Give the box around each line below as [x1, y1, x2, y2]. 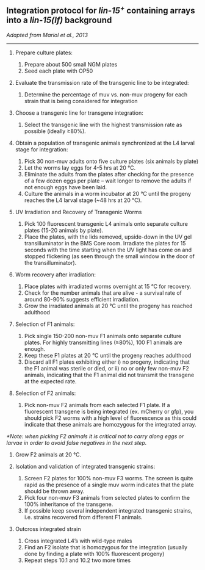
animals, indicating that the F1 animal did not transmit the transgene [24, 371, 195, 378]
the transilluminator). [24, 259, 77, 266]
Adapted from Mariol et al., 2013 [6, 31, 88, 38]
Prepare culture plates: [15, 49, 73, 56]
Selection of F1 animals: [15, 320, 75, 328]
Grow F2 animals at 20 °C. [15, 450, 82, 458]
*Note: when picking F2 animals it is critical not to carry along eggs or [6, 432, 184, 440]
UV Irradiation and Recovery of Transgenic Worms [15, 208, 142, 215]
